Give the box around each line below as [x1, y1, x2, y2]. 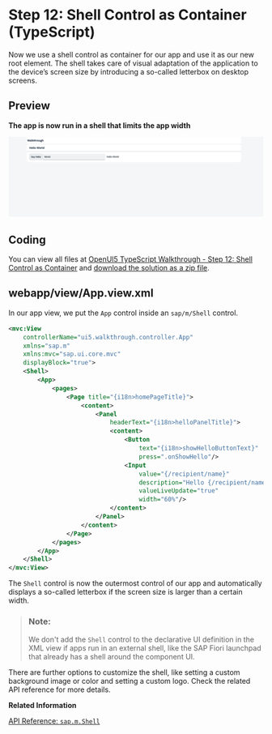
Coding [8, 233, 46, 246]
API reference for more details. [8, 685, 111, 694]
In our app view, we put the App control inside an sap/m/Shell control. [8, 308, 239, 318]
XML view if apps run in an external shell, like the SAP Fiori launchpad [28, 642, 261, 653]
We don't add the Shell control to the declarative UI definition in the [28, 634, 255, 644]
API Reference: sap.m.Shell [8, 715, 100, 726]
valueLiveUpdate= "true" [138, 487, 219, 495]
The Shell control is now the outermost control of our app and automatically [8, 578, 262, 588]
